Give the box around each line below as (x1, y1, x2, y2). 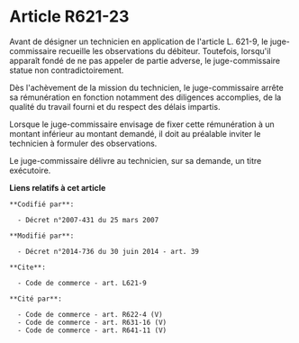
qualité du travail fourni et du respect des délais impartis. (9, 101, 221, 112)
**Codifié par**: (9, 200, 75, 209)
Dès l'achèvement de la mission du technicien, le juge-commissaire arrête (9, 82, 284, 93)
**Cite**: (9, 263, 47, 272)
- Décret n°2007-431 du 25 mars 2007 (17, 215, 159, 224)
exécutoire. (9, 165, 51, 176)
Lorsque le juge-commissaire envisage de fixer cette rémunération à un (9, 119, 275, 130)
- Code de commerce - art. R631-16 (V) (17, 318, 168, 327)
